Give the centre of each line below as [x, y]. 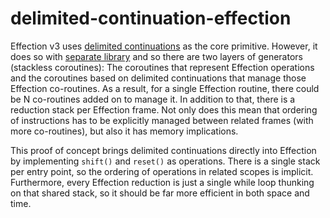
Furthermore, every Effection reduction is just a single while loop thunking [162, 182]
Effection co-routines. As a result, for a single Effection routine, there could [165, 88]
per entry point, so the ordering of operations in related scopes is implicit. [162, 171]
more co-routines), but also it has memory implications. [124, 131]
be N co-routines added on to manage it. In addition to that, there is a [153, 99]
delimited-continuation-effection [151, 18]
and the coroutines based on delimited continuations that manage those [158, 78]
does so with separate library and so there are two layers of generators [156, 56]
